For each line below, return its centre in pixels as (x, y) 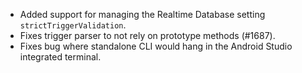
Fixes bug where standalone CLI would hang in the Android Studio (156, 46)
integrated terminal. (60, 57)
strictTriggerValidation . (73, 25)
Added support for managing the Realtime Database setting (142, 14)
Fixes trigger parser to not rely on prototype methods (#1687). (147, 35)
